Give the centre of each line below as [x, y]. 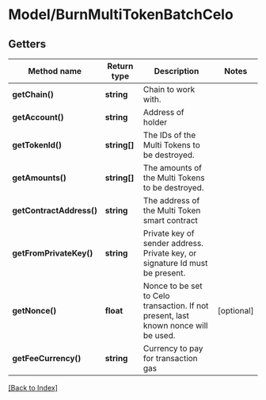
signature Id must [175, 263]
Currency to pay [173, 348]
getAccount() [38, 117]
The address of [171, 200]
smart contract [170, 220]
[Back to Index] [33, 388]
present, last [166, 315]
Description [177, 71]
